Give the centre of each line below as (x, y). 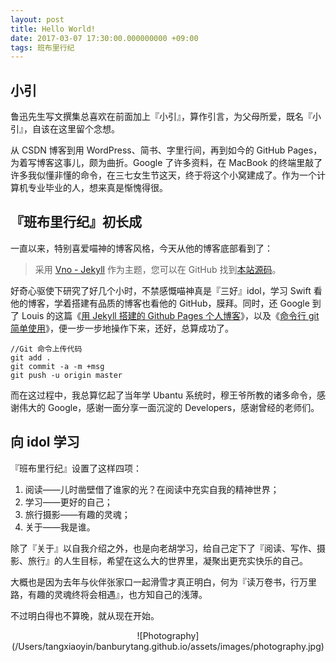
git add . (31, 357)
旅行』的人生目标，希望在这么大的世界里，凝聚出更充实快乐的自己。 (167, 560)
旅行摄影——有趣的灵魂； (77, 514)
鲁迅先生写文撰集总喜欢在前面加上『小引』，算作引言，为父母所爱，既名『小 (166, 117)
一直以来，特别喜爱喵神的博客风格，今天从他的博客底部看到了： (141, 248)
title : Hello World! (53, 29)
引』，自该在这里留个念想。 (65, 129)
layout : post (37, 19)
